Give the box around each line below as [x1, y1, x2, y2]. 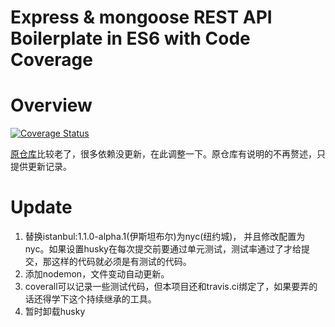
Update [10, 196, 73, 219]
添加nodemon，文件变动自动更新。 [24, 268, 170, 280]
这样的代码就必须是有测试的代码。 [51, 256, 192, 268]
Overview [10, 94, 93, 117]
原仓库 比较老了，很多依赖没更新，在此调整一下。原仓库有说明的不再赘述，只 [10, 148, 326, 160]
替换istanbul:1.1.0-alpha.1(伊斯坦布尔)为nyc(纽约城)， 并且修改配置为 [24, 231, 306, 243]
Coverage [10, 49, 93, 71]
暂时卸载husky [24, 306, 86, 318]
